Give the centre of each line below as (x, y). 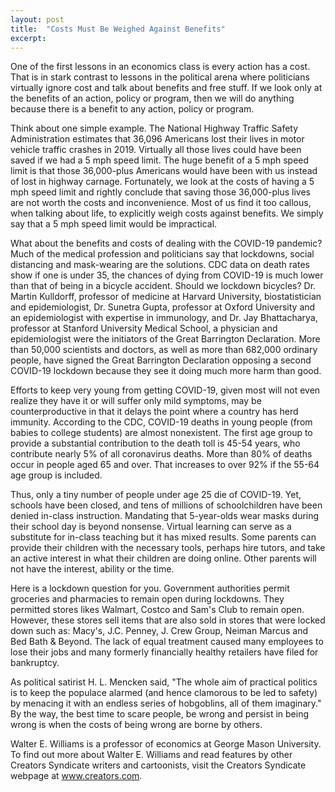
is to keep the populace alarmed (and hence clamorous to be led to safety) (164, 693)
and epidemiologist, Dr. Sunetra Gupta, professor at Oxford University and (163, 307)
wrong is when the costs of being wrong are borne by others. (136, 725)
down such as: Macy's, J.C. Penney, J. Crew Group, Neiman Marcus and (159, 631)
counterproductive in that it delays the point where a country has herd (154, 412)
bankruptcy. (35, 663)
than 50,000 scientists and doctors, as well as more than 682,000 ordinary (164, 350)
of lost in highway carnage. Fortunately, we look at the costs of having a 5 (162, 182)
